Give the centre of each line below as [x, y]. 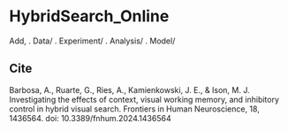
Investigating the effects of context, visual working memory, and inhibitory [144, 99]
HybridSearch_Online [89, 16]
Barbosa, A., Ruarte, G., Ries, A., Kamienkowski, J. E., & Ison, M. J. [129, 89]
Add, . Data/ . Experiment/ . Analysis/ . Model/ [92, 41]
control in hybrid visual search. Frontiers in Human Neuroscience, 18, [135, 109]
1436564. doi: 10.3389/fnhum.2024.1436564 [90, 118]
